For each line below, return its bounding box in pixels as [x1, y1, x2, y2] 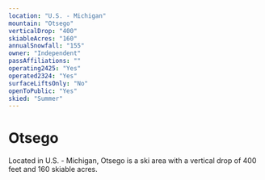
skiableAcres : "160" [8, 34, 78, 43]
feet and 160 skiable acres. [8, 165, 99, 174]
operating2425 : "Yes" [8, 65, 82, 73]
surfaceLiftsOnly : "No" [8, 79, 89, 87]
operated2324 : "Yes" [8, 72, 78, 80]
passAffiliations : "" [8, 57, 82, 65]
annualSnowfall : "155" [8, 42, 85, 50]
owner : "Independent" [8, 49, 82, 57]
